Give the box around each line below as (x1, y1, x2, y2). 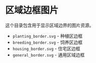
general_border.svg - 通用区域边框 (12, 51, 85, 58)
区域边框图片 (5, 5, 59, 16)
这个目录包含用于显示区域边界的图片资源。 (5, 22, 94, 28)
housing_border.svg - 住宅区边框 (12, 45, 80, 51)
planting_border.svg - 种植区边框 (12, 33, 83, 39)
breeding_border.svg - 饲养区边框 (12, 39, 83, 45)
